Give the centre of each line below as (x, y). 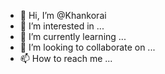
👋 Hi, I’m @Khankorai (63, 15)
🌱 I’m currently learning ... (73, 36)
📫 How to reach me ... (66, 58)
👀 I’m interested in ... (62, 26)
